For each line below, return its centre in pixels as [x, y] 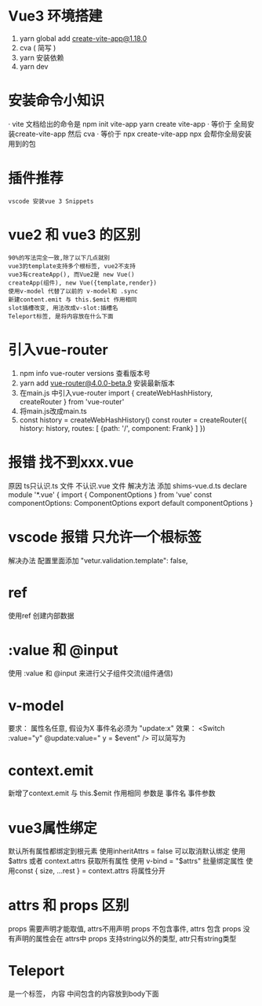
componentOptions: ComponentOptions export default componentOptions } [131, 503]
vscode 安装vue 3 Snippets [51, 201]
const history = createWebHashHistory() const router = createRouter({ [133, 420]
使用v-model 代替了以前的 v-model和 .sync [73, 291]
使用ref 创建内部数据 [41, 615]
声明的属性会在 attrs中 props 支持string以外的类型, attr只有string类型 [126, 939]
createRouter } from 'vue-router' [72, 401]
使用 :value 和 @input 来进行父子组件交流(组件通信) [91, 673]
